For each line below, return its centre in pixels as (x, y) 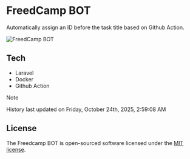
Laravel (24, 73)
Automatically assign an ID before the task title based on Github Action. (95, 27)
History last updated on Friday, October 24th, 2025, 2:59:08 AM (86, 109)
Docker (24, 79)
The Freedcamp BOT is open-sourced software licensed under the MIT (95, 143)
